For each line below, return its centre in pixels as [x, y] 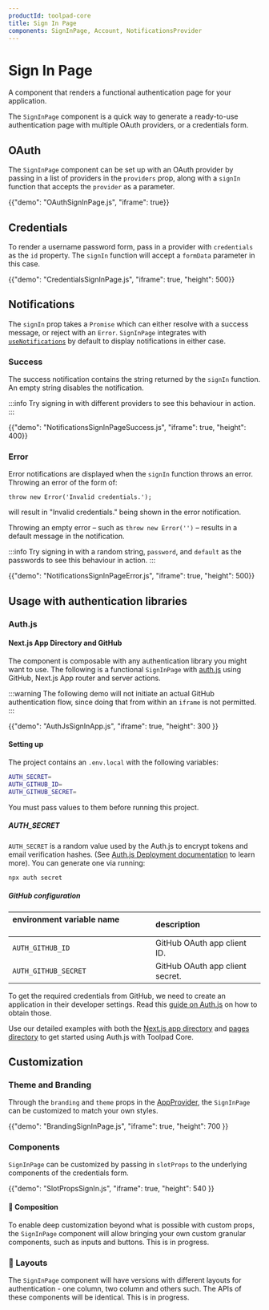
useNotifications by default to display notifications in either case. [117, 341]
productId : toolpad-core [50, 16]
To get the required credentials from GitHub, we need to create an [117, 996]
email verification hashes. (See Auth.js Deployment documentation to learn [132, 854]
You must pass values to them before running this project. [104, 807]
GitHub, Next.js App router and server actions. [85, 678]
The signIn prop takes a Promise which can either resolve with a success [128, 324]
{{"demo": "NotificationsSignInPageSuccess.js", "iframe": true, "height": [127, 428]
